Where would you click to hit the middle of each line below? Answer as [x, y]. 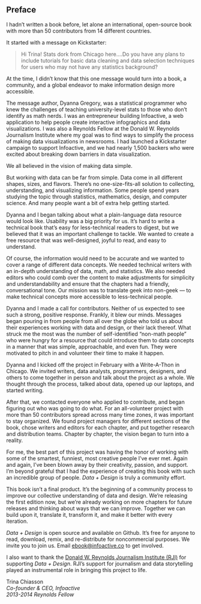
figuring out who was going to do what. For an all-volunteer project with [95, 408]
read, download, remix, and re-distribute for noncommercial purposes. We [98, 539]
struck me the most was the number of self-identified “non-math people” [97, 334]
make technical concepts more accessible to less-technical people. [89, 297]
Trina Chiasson [25, 581]
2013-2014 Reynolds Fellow [40, 594]
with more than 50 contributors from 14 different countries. [79, 31]
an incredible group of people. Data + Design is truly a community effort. [96, 477]
